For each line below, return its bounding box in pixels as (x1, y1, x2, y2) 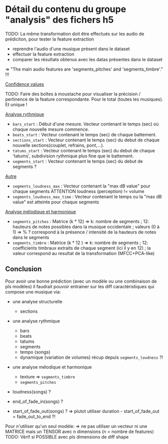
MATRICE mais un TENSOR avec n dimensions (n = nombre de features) (5, 428, 154, 434)
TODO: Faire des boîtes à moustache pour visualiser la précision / (5, 91, 141, 97)
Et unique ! (5, 101, 28, 107)
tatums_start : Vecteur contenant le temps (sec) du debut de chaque (12, 147, 155, 153)
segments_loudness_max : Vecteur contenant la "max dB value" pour (12, 183, 150, 189)
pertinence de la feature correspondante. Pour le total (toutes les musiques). (5, 96, 163, 102)
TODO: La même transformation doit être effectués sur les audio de (5, 31, 144, 37)
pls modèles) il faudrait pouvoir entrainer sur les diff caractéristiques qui (5, 283, 154, 289)
